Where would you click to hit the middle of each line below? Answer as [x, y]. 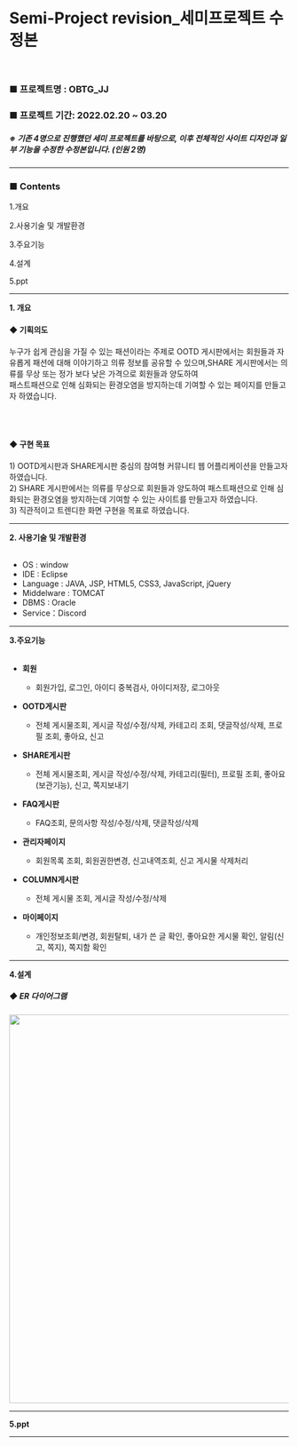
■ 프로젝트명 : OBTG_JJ [59, 90]
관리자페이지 [44, 841]
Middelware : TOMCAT [63, 592]
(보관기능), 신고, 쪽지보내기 [82, 785]
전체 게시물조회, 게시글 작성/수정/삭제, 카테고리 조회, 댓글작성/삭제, [151, 725]
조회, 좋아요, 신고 [74, 736]
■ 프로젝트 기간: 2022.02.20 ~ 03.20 [88, 115]
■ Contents [35, 186]
